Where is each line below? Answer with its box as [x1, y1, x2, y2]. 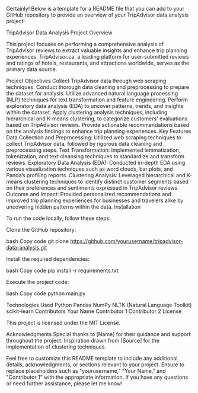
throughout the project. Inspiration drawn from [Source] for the [6, 337, 160, 344]
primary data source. [6, 66, 58, 73]
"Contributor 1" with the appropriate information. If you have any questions [6, 373, 189, 381]
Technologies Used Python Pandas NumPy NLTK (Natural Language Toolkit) [6, 302, 192, 308]
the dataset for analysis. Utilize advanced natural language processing [6, 90, 178, 97]
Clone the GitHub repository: [6, 226, 76, 233]
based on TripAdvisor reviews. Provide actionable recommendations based [6, 122, 190, 128]
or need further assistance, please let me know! [6, 380, 123, 387]
